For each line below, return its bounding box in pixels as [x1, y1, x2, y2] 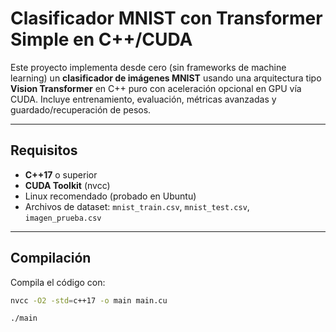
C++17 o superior [24, 168, 98, 181]
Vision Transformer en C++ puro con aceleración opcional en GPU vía [10, 82, 302, 94]
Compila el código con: [10, 276, 106, 288]
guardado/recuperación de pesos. [10, 103, 152, 116]
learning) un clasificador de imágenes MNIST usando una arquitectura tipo [10, 72, 322, 84]
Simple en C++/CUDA [10, 28, 193, 51]
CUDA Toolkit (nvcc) [24, 179, 111, 191]
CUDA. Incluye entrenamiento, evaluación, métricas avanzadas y [10, 93, 277, 105]
